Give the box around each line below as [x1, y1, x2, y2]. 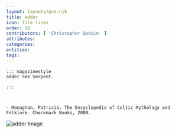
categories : [6, 42, 35, 48]
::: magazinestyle [6, 68, 51, 74]
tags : [6, 52, 19, 58]
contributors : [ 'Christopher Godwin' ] [6, 31, 107, 36]
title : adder [6, 14, 38, 20]
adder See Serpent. [6, 74, 54, 79]
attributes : [6, 36, 35, 42]
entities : [6, 47, 31, 53]
